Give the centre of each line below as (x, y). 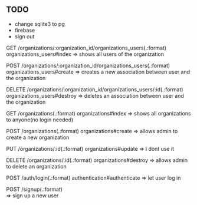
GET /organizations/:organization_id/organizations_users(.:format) (86, 48)
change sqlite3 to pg (40, 24)
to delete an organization (36, 166)
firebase (25, 30)
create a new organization (38, 137)
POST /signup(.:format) (35, 189)
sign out (24, 36)
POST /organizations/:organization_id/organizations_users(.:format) (88, 65)
